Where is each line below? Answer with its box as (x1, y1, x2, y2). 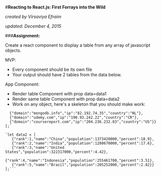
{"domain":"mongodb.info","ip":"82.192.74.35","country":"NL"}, (9, 111, 143, 116)
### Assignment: (5, 33, 40, 38)
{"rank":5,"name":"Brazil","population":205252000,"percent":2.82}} (11, 162, 154, 167)
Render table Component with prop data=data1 (12, 91, 107, 96)
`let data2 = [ (5, 132, 36, 137)
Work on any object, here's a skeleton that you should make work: (12, 101, 146, 107)
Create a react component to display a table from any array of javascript (5, 42, 151, 48)
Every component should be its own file (12, 66, 92, 72)
